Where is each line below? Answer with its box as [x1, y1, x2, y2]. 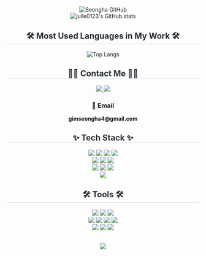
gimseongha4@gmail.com [68, 115, 138, 122]
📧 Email [91, 101, 115, 110]
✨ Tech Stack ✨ [72, 133, 134, 143]
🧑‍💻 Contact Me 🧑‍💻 [67, 69, 139, 79]
